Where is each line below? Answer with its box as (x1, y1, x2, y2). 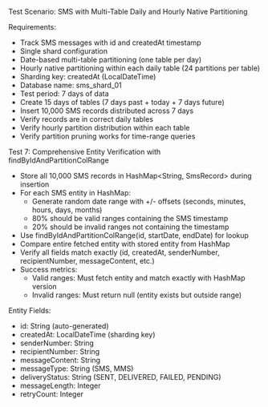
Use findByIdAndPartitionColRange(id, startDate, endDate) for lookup (19, 231, 249, 240)
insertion (19, 179, 50, 189)
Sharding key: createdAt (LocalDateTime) (19, 72, 156, 81)
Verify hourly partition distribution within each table (19, 123, 190, 132)
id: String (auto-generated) (19, 321, 110, 331)
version (31, 282, 58, 291)
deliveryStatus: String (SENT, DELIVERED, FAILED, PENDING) (19, 373, 222, 381)
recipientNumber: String (19, 347, 100, 356)
